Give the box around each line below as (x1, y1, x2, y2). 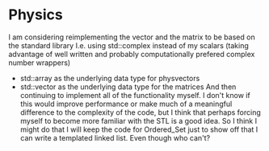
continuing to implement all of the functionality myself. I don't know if (19, 90, 250, 100)
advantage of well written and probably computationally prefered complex (8, 49, 255, 59)
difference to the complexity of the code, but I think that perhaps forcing (19, 107, 261, 117)
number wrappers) (8, 58, 71, 67)
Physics (8, 6, 63, 24)
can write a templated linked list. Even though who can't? (19, 133, 211, 142)
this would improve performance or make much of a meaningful (19, 99, 233, 108)
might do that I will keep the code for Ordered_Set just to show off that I (19, 124, 258, 134)
